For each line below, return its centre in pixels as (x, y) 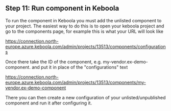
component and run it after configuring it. (49, 103)
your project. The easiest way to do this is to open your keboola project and (85, 26)
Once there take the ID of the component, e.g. (54, 62)
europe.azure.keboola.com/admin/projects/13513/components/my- (76, 82)
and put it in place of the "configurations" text (80, 67)
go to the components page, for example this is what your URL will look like (84, 31)
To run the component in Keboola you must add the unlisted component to (83, 20)
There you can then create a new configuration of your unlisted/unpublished (86, 97)
